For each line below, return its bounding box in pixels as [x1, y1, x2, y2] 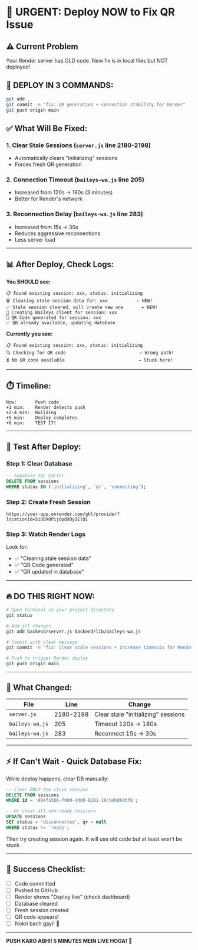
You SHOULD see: [6, 278, 51, 285]
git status [6, 612, 33, 618]
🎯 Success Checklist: [6, 864, 85, 874]
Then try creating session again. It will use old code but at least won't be [6, 835, 183, 842]
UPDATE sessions [6, 814, 46, 820]
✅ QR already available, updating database [6, 320, 116, 326]
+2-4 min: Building [6, 410, 57, 416]
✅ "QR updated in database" [14, 568, 84, 575]
